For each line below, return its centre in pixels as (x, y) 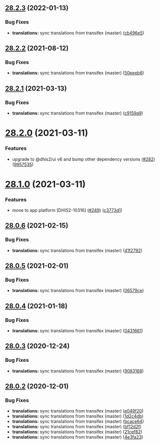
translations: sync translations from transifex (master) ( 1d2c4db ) (78, 416)
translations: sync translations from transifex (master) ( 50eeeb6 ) (78, 73)
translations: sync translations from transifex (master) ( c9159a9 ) (78, 113)
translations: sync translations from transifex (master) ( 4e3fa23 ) (78, 437)
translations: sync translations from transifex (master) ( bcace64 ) (78, 421)
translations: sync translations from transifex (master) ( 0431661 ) (78, 331)
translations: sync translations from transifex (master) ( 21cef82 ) (77, 432)
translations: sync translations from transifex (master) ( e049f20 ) (78, 411)
